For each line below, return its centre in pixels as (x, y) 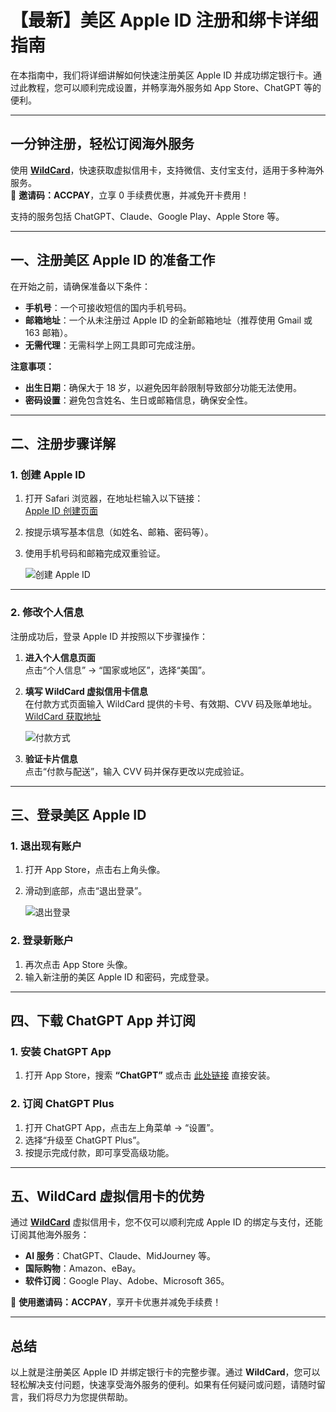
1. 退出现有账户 (46, 846)
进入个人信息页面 (60, 657)
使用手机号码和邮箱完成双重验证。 (95, 553)
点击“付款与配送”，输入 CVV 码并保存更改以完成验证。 (137, 771)
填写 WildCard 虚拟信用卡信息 (86, 691)
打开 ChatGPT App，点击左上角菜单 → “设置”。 (122, 1127)
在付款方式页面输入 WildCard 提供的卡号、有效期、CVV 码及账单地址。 (171, 703)
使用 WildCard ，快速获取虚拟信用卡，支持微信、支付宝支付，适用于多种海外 (167, 170)
